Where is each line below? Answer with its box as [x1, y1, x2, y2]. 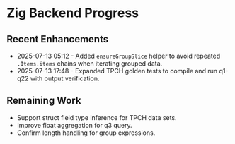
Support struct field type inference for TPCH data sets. [16, 113, 178, 121]
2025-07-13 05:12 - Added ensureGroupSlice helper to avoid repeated [16, 52, 221, 60]
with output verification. [30, 74, 100, 83]
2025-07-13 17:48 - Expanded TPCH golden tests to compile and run [16, 67, 217, 75]
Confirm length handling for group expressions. [16, 128, 156, 137]
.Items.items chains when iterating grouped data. [16, 59, 163, 68]
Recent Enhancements [6, 33, 109, 45]
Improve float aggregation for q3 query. [16, 121, 132, 129]
